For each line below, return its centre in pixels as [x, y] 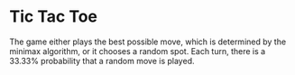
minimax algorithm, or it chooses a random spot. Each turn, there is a [138, 51]
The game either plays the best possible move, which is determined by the [148, 42]
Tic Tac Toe [53, 17]
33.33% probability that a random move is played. [102, 61]
